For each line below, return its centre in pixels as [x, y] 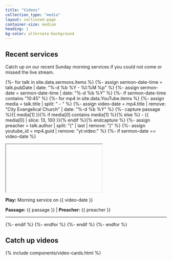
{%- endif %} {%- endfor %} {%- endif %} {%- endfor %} [66, 224]
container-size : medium [31, 24]
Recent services [32, 54]
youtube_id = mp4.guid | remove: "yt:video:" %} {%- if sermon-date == [81, 131]
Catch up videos [32, 241]
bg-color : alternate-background [40, 34]
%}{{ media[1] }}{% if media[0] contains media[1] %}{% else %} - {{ [77, 114]
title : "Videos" [23, 10]
